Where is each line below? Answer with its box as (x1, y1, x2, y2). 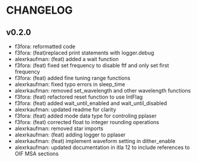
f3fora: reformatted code (14, 43, 76, 50)
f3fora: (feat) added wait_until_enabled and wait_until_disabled (14, 100, 167, 107)
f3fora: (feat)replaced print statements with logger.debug (14, 49, 154, 56)
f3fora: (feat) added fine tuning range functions (14, 75, 131, 81)
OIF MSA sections (14, 150, 59, 157)
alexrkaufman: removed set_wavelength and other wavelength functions (14, 87, 191, 94)
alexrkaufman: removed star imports (14, 125, 104, 132)
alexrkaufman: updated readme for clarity (14, 106, 117, 113)
